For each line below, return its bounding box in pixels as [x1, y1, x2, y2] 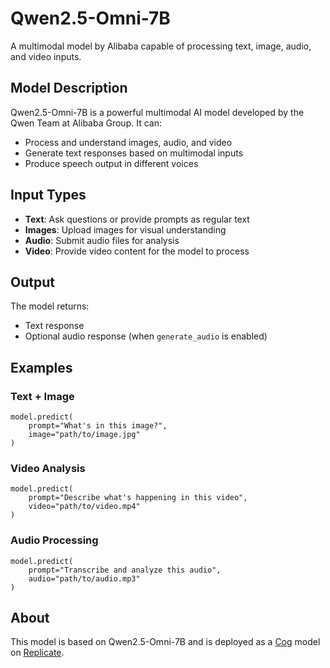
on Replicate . [10, 647, 65, 659]
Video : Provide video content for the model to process [24, 245, 250, 257]
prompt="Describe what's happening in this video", [28, 493, 248, 503]
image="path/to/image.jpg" [28, 430, 141, 440]
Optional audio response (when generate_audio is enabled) [24, 330, 268, 342]
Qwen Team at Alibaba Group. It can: [10, 117, 162, 129]
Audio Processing [10, 533, 99, 547]
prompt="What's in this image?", [28, 421, 168, 431]
